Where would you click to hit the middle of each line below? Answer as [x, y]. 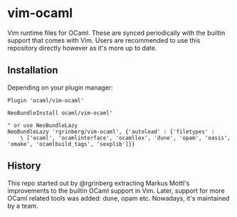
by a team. [23, 206]
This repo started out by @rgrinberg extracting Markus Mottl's [99, 183]
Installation [33, 70]
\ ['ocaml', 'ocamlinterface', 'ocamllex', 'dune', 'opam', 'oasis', [126, 138]
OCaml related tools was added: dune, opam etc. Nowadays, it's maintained [118, 198]
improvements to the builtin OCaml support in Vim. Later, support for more [116, 191]
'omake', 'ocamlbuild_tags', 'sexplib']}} [71, 144]
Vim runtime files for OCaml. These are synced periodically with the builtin [116, 33]
